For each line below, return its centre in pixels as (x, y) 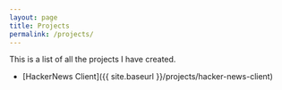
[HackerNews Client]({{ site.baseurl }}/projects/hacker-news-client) (147, 77)
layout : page (34, 17)
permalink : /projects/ (51, 34)
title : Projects (39, 26)
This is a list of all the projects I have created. (93, 60)
